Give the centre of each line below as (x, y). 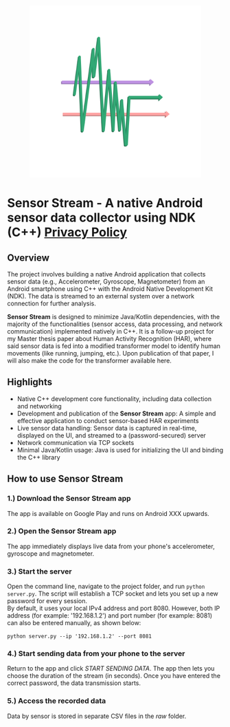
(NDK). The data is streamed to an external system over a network (101, 296)
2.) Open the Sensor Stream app (62, 531)
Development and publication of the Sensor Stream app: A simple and (116, 413)
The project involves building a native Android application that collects (106, 274)
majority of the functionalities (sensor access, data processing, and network (115, 324)
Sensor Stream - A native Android (105, 203)
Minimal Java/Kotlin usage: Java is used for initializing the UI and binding (120, 450)
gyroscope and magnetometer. (51, 553)
